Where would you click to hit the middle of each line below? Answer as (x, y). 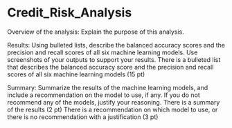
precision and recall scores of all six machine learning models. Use (102, 52)
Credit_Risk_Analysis (70, 13)
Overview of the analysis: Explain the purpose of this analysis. (96, 32)
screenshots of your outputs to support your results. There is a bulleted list (114, 59)
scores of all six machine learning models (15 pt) (76, 74)
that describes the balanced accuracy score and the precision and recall (110, 67)
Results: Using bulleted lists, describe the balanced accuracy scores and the (116, 45)
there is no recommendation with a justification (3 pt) (83, 117)
